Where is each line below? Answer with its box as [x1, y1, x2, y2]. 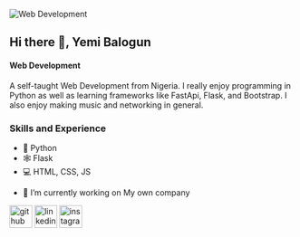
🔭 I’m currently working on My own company [22, 186, 190, 198]
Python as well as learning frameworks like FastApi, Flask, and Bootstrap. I [9, 90, 287, 100]
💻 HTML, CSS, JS [22, 166, 92, 176]
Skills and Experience [9, 122, 107, 135]
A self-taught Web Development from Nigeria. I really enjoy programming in [9, 80, 292, 90]
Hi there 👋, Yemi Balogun [9, 34, 151, 50]
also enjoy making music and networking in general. [9, 100, 204, 110]
